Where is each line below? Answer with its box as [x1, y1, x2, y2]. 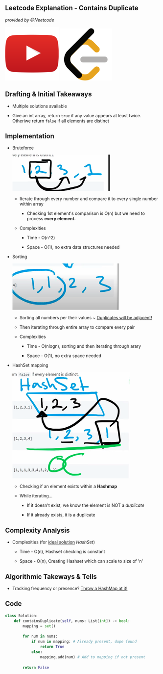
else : [31, 649, 43, 654]
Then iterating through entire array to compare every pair [19, 324, 135, 330]
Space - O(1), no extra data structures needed [26, 244, 120, 250]
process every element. [26, 216, 76, 222]
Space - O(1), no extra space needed [26, 353, 101, 359]
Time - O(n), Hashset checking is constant [19, 549, 105, 555]
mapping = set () [23, 623, 56, 628]
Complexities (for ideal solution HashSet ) [12, 539, 95, 545]
